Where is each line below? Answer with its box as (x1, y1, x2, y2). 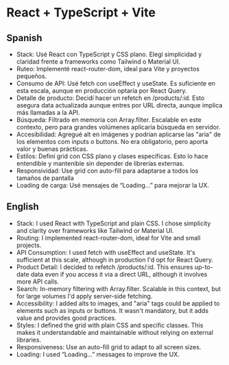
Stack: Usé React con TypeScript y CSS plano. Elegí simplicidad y (16, 50, 202, 58)
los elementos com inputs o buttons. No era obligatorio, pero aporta (16, 138, 208, 145)
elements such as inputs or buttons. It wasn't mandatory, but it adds (16, 306, 209, 314)
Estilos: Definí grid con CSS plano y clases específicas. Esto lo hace (16, 152, 208, 160)
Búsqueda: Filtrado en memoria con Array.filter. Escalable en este (16, 116, 202, 124)
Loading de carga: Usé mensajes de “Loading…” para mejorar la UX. (16, 181, 210, 189)
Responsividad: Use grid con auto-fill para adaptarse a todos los (16, 166, 199, 175)
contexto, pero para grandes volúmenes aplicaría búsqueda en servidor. (16, 123, 221, 131)
